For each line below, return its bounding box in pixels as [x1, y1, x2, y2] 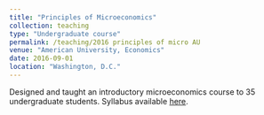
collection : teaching [9, 21, 90, 30]
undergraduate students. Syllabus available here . [9, 96, 188, 106]
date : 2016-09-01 [9, 54, 74, 63]
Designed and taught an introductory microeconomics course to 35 [9, 86, 256, 97]
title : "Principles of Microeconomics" [9, 12, 157, 22]
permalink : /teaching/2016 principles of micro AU [9, 37, 201, 47]
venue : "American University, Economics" [9, 46, 165, 55]
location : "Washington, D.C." [9, 63, 122, 72]
